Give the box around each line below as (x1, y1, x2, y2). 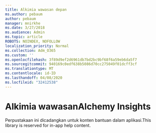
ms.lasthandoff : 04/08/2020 (5, 75, 63, 80)
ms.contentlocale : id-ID (5, 71, 56, 76)
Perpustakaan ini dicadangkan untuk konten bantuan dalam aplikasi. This (5, 117, 151, 123)
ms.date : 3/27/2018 (5, 25, 45, 30)
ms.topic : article (5, 35, 43, 40)
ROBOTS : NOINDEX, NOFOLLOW (5, 39, 60, 44)
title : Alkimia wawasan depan (5, 7, 67, 12)
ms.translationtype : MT (5, 66, 54, 71)
